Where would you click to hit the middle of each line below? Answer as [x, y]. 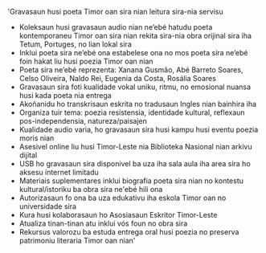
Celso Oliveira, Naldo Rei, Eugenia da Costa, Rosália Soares [117, 78]
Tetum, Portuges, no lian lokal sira [75, 44]
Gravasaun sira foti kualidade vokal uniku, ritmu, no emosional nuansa [135, 87]
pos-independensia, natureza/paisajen [83, 121]
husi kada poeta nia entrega [65, 95]
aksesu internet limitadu [59, 172]
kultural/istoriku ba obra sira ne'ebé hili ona [91, 189]
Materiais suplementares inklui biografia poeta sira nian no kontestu [131, 181]
